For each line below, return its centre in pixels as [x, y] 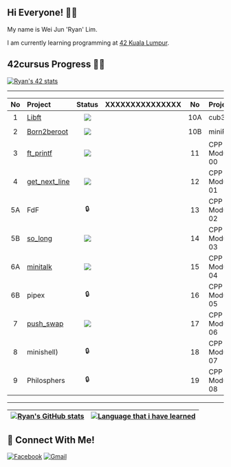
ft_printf [40, 153]
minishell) [43, 352]
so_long [40, 238]
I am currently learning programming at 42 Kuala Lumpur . [88, 43]
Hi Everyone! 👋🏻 [42, 13]
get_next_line [48, 181]
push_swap [45, 323]
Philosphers [46, 380]
